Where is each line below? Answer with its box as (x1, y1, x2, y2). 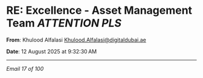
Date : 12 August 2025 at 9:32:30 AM (6, 47, 97, 55)
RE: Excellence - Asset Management (6, 4, 192, 17)
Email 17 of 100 (6, 65, 44, 72)
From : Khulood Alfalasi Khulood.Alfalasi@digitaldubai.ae (6, 36, 147, 43)
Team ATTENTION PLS (6, 16, 122, 30)
